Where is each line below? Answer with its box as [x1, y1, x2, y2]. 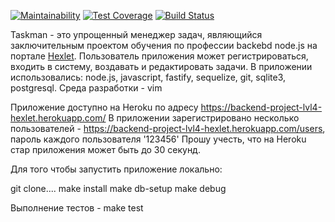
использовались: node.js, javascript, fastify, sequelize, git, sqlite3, [10, 71, 287, 83]
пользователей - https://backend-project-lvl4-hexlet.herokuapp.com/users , [10, 123, 326, 134]
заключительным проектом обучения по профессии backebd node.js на [10, 40, 318, 51]
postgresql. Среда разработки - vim [10, 82, 163, 94]
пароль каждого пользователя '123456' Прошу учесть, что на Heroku [10, 133, 307, 145]
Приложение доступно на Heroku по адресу [10, 101, 199, 113]
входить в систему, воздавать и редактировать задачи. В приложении [10, 61, 313, 72]
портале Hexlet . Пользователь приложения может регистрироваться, [10, 50, 309, 62]
